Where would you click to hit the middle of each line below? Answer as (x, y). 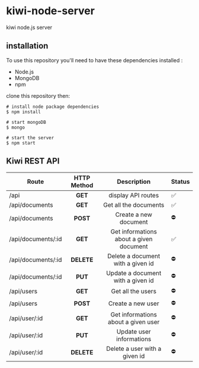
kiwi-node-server (50, 11)
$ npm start (21, 143)
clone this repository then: (38, 95)
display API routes (134, 195)
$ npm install (24, 112)
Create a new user (134, 303)
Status (180, 181)
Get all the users (134, 292)
